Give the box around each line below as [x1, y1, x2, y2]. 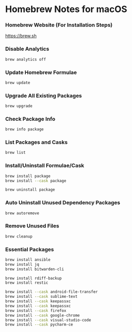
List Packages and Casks [5, 139, 68, 146]
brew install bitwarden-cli [5, 267, 64, 272]
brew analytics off [5, 57, 46, 62]
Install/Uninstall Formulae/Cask [5, 162, 85, 169]
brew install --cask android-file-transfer [5, 289, 98, 295]
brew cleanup [5, 234, 33, 239]
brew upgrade [5, 104, 33, 109]
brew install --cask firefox [5, 308, 67, 313]
